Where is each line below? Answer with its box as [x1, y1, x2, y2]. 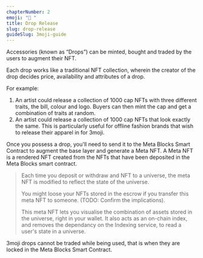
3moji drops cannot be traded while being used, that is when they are [6, 240, 181, 247]
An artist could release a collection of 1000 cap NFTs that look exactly [15, 116, 190, 124]
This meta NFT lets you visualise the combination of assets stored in [21, 208, 193, 216]
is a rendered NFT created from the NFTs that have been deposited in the [6, 153, 190, 161]
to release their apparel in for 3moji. [15, 129, 105, 136]
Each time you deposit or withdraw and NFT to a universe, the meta [21, 172, 190, 180]
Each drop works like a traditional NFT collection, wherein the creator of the [6, 66, 196, 74]
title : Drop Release [6, 20, 59, 26]
